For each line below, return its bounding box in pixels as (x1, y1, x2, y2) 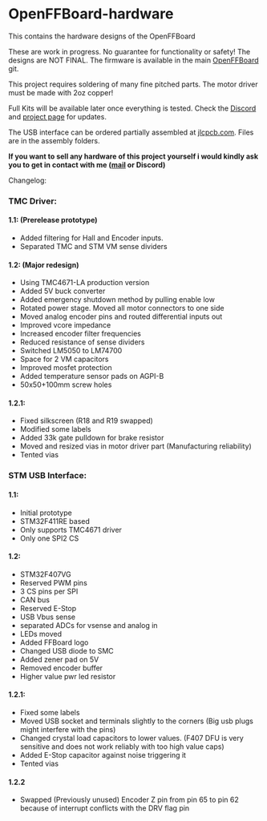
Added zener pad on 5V (19, 654, 99, 664)
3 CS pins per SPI (19, 586, 79, 596)
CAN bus (19, 594, 51, 605)
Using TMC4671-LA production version (19, 278, 150, 288)
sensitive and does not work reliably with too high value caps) (19, 742, 225, 751)
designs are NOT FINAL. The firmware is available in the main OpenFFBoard (8, 55, 259, 65)
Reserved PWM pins (19, 578, 88, 587)
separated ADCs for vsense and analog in (19, 620, 158, 630)
